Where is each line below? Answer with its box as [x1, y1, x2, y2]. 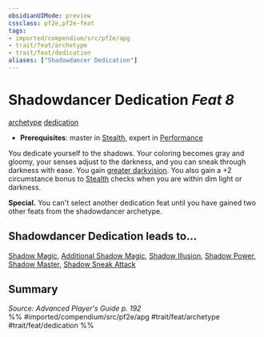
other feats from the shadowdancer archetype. [8, 206, 162, 216]
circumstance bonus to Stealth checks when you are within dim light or [8, 174, 242, 183]
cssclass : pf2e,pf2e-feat [8, 19, 94, 27]
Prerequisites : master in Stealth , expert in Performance [19, 133, 203, 142]
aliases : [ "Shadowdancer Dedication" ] [8, 57, 138, 65]
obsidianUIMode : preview [8, 11, 91, 20]
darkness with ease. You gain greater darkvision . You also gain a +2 [8, 165, 232, 175]
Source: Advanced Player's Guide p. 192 [8, 303, 142, 313]
